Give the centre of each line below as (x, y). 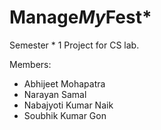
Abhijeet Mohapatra (64, 83)
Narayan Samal (55, 94)
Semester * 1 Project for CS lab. (74, 45)
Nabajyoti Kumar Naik (68, 105)
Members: (30, 64)
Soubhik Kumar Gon (65, 115)
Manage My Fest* (80, 17)
